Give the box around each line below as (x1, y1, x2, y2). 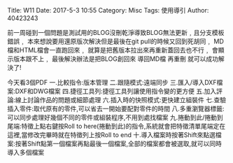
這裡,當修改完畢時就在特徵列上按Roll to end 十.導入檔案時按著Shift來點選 (7, 131, 216, 139)
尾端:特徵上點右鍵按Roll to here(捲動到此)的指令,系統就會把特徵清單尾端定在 (7, 122, 226, 130)
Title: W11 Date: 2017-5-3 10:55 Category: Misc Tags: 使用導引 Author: (7, 6, 209, 14)
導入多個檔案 (7, 148, 44, 156)
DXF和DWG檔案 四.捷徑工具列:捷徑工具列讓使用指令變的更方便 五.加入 (15, 87, 217, 95)
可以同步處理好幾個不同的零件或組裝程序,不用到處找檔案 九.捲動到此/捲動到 (7, 113, 224, 121)
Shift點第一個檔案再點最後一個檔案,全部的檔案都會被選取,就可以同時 (27, 139, 223, 148)
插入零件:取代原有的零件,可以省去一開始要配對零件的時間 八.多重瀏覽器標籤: (7, 104, 225, 113)
